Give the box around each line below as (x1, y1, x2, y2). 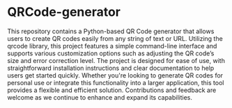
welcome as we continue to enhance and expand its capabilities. (7, 93, 193, 101)
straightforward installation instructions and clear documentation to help (7, 64, 215, 72)
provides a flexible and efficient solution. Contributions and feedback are (7, 86, 217, 94)
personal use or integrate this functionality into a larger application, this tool (7, 78, 224, 87)
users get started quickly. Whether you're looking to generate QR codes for (7, 71, 224, 80)
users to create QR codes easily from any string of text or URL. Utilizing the (7, 34, 223, 42)
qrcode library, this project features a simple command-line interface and (7, 42, 217, 50)
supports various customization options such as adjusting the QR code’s (7, 49, 215, 57)
